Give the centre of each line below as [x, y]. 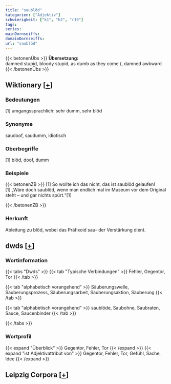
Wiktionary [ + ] [29, 85]
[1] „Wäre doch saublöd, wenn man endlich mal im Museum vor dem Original [86, 190]
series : [14, 29]
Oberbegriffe [22, 148]
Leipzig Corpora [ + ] [37, 375]
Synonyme [19, 124]
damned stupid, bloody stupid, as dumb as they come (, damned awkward [84, 63]
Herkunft [17, 219]
